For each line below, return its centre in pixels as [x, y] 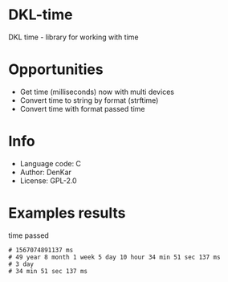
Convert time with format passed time [82, 108]
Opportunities [56, 69]
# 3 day [21, 264]
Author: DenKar [46, 172]
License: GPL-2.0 [49, 180]
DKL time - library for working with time [73, 37]
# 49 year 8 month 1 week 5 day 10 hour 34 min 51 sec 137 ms [114, 257]
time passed [29, 235]
